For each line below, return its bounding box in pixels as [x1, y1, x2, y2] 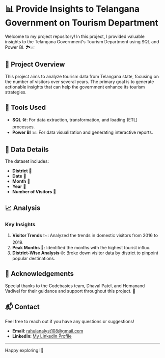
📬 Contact [5, 303, 40, 311]
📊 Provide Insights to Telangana [5, 3, 140, 15]
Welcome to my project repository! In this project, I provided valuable [5, 33, 145, 39]
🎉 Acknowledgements [5, 269, 74, 278]
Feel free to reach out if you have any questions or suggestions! [5, 318, 134, 324]
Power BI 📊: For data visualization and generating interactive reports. [12, 129, 153, 135]
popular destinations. [12, 256, 55, 262]
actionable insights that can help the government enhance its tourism [5, 84, 145, 89]
